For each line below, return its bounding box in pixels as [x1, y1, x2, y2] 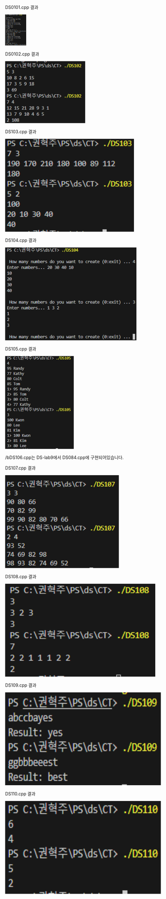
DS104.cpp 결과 [5, 237, 37, 243]
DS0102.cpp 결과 [5, 51, 40, 57]
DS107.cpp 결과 [5, 465, 36, 471]
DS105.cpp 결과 [5, 346, 37, 351]
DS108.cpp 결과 [5, 574, 37, 579]
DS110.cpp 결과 [5, 791, 36, 797]
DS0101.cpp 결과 [5, 4, 39, 10]
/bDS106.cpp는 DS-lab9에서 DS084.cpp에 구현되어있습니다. [5, 454, 124, 460]
